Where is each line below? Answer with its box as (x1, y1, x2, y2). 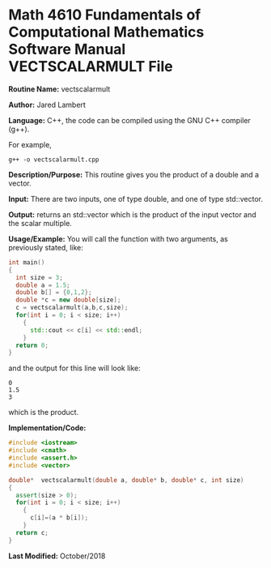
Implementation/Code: (8, 423, 87, 433)
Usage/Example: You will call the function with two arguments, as (8, 233, 228, 244)
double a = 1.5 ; (15, 281, 70, 289)
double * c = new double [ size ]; (15, 296, 121, 305)
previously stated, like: (8, 242, 83, 252)
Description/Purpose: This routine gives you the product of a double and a (8, 169, 260, 179)
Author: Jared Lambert (8, 100, 87, 109)
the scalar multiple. (8, 218, 73, 228)
